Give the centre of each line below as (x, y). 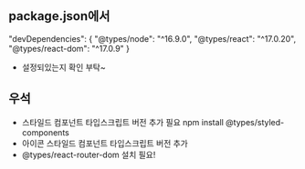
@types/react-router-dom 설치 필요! (89, 154)
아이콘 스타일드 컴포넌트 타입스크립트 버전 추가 (105, 143)
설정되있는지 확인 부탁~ (63, 67)
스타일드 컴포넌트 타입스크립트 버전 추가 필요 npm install (123, 122)
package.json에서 (59, 16)
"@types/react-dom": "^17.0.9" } (69, 48)
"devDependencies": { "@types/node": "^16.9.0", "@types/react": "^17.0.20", (152, 38)
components (45, 132)
